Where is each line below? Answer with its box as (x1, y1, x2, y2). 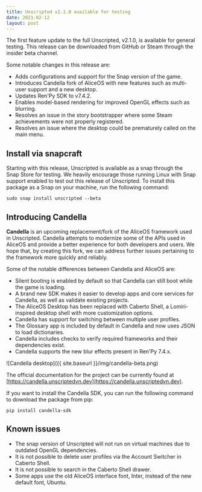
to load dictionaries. (14, 329, 65, 336)
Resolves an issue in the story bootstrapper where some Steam (14, 111, 173, 119)
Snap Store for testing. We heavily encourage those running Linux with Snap (6, 171, 196, 179)
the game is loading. (14, 284, 66, 290)
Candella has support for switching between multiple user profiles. (14, 316, 181, 323)
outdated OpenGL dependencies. (14, 446, 98, 454)
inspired (14, 309, 36, 317)
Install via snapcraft (6, 148, 83, 159)
